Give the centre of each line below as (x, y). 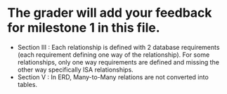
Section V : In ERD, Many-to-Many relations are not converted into (113, 77)
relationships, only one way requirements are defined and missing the (118, 62)
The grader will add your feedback (110, 13)
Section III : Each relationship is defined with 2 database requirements (118, 47)
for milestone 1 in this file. (84, 28)
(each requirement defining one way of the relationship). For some (113, 55)
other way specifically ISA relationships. (75, 69)
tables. (27, 84)
